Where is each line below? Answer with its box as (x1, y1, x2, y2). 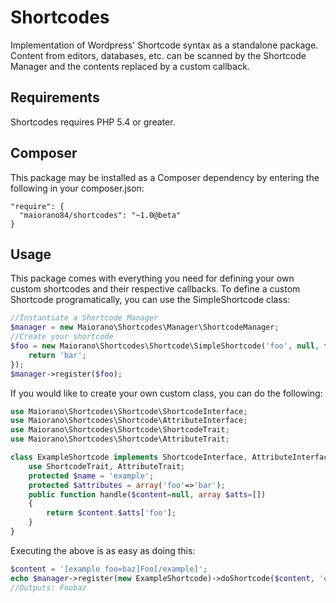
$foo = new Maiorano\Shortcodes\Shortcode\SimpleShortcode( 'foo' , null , (10, 341, 320, 351)
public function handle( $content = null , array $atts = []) (28, 489, 267, 500)
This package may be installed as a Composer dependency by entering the (10, 171, 320, 183)
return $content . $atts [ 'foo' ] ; (46, 508, 177, 518)
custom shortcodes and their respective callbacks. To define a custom (10, 283, 301, 295)
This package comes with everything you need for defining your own (10, 272, 295, 285)
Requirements (10, 89, 100, 106)
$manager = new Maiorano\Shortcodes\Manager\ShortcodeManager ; (10, 322, 280, 333)
